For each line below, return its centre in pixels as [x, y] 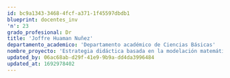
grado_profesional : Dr [39, 32]
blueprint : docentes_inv [42, 20]
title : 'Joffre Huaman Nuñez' [50, 39]
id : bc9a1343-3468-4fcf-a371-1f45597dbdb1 [68, 13]
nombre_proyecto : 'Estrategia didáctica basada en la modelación [102, 52]
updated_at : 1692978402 [41, 64]
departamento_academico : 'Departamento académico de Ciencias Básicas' [111, 45]
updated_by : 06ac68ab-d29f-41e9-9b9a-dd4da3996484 [81, 58]
